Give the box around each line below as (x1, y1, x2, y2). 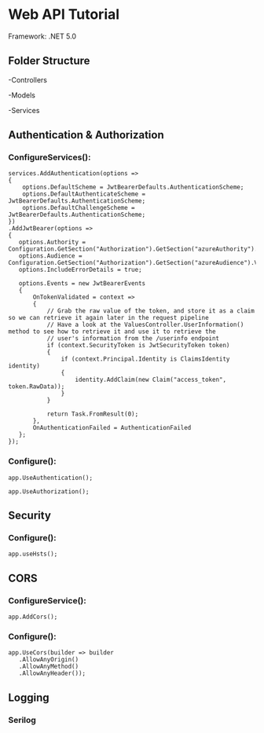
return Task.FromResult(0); (46, 410, 139, 418)
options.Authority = (18, 238, 86, 247)
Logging (8, 691, 49, 704)
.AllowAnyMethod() (18, 662, 79, 671)
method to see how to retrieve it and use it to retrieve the (8, 328, 216, 335)
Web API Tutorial (8, 5, 120, 24)
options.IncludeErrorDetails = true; (18, 266, 143, 274)
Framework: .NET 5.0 (8, 31, 77, 41)
